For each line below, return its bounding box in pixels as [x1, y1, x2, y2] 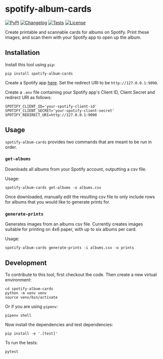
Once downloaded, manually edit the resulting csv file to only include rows [5, 194, 155, 200]
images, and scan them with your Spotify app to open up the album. [5, 34, 142, 40]
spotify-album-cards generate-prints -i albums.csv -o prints [5, 245, 134, 251]
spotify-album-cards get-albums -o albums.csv [5, 185, 102, 190]
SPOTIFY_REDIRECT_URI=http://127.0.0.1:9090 [5, 112, 97, 117]
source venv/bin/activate [5, 295, 58, 300]
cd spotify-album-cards [5, 286, 54, 291]
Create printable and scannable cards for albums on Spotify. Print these [5, 29, 149, 35]
